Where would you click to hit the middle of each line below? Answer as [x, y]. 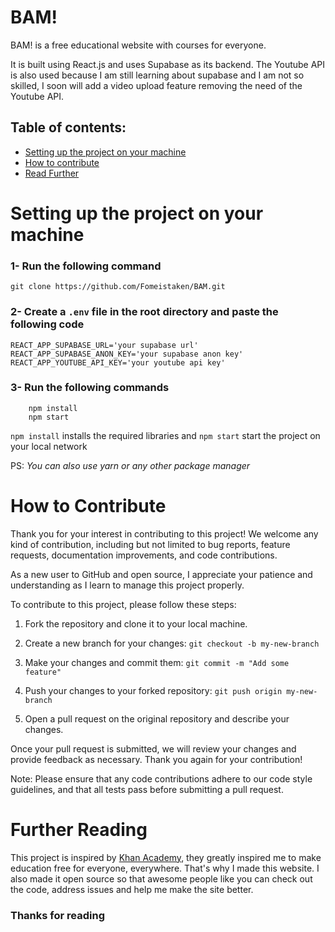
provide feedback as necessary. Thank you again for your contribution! [156, 759]
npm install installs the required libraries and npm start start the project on [165, 435]
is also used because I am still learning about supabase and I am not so [157, 75]
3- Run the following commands [90, 388]
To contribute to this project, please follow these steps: [123, 604]
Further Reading [79, 829]
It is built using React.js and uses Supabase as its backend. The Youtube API [168, 64]
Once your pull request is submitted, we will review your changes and [153, 748]
